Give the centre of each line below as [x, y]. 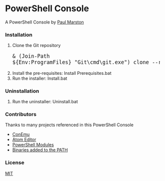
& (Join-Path [31, 56]
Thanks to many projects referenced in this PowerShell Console [69, 125]
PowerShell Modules [33, 145]
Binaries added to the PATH [40, 150]
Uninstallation [22, 91]
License [15, 163]
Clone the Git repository [36, 45]
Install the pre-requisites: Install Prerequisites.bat [62, 73]
